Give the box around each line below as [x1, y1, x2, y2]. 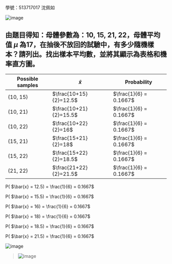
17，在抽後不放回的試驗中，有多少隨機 [26, 40, 147, 49]
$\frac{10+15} [52, 90, 88, 97]
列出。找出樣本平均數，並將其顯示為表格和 [25, 50, 160, 59]
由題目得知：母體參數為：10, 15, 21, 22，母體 [5, 31, 147, 39]
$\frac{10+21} [52, 105, 88, 112]
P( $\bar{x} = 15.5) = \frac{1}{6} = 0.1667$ [5, 193, 94, 199]
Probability [124, 78, 153, 86]
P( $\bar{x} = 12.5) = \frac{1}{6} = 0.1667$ [5, 184, 95, 190]
